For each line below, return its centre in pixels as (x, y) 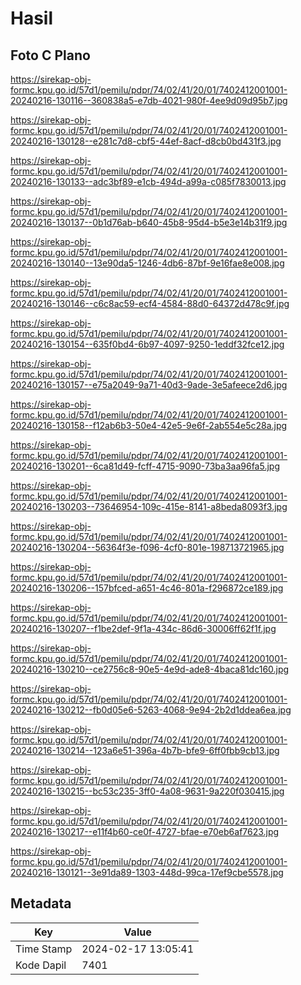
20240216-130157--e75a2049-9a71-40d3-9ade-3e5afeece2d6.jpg (149, 385)
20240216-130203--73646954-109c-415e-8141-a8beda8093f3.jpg (149, 506)
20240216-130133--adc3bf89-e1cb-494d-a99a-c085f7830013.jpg (148, 181)
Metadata (41, 903)
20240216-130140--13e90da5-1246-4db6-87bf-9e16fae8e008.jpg (147, 263)
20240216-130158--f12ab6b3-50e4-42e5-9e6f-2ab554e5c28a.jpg (149, 425)
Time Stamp (44, 949)
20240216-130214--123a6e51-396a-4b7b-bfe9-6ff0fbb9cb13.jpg (145, 750)
